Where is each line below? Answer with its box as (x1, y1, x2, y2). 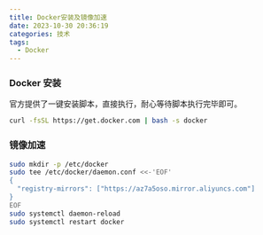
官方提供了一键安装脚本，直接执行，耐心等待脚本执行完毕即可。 (9, 98, 242, 109)
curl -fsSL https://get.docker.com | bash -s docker (9, 116, 208, 125)
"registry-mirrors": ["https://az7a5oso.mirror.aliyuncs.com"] (17, 184, 255, 193)
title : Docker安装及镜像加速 (9, 12, 108, 22)
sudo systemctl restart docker (9, 217, 125, 226)
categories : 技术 (9, 29, 71, 38)
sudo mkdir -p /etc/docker (9, 160, 109, 168)
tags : (9, 37, 29, 47)
